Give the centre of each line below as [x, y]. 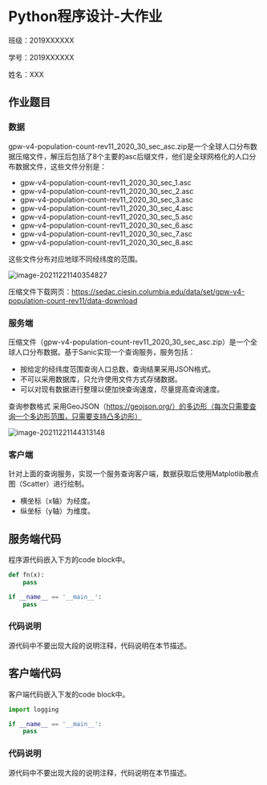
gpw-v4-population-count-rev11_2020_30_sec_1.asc [105, 183]
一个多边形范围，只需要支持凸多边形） [78, 416]
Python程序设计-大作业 [85, 16]
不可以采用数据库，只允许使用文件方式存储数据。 [101, 379]
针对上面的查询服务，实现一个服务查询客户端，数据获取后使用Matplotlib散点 [133, 474]
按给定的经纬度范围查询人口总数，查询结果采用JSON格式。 [117, 369]
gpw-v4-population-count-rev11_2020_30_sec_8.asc [107, 242]
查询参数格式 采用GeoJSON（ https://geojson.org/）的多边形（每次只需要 [129, 406]
